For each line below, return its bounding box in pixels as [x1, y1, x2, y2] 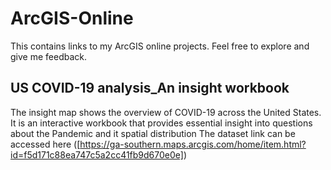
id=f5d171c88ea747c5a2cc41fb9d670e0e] [10, 148, 184, 161]
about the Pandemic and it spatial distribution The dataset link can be [10, 127, 296, 139]
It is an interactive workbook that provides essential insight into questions [10, 117, 313, 129]
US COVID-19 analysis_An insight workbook [10, 80, 290, 97]
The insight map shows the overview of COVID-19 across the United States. [10, 106, 322, 118]
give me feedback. [10, 50, 87, 62]
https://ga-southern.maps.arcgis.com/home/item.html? [79, 138, 307, 150]
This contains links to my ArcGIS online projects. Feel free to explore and [10, 40, 310, 52]
